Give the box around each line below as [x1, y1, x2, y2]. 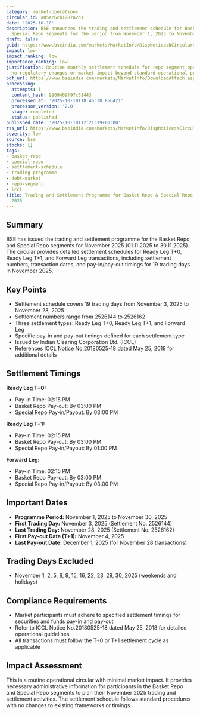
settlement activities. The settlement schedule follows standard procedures [6, 695, 191, 702]
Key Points [6, 284, 47, 294]
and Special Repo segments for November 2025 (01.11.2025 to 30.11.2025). [6, 242, 190, 249]
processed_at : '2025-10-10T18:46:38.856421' [11, 97, 124, 103]
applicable [14, 643, 40, 650]
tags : [6, 148, 20, 154]
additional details [14, 351, 57, 358]
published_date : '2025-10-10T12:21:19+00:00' [6, 120, 121, 126]
